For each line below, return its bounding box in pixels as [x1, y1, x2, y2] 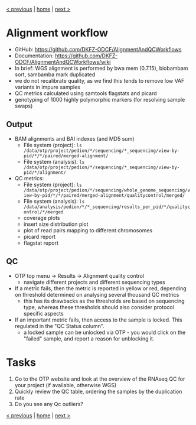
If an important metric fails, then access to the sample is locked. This [14, 316, 182, 323]
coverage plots [23, 214, 60, 221]
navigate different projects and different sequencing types [23, 278, 165, 286]
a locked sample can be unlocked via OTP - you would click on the [23, 329, 186, 336]
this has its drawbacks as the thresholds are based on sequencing [23, 297, 185, 304]
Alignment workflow [6, 27, 108, 40]
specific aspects [23, 310, 64, 317]
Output [6, 119, 32, 129]
